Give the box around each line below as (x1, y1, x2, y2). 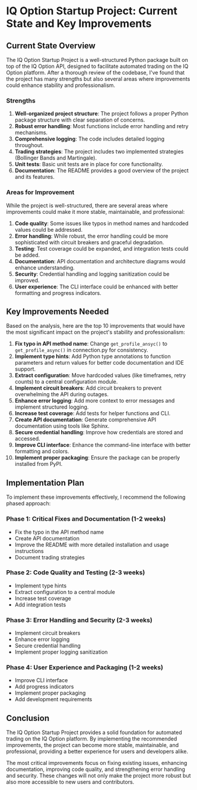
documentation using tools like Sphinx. (14, 422, 110, 430)
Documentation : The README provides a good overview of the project (14, 167, 189, 174)
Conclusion (6, 713, 50, 723)
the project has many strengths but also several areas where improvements (6, 76, 190, 82)
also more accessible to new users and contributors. (6, 779, 135, 786)
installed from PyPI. (14, 461, 63, 468)
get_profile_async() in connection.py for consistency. (14, 347, 148, 354)
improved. (14, 276, 40, 284)
